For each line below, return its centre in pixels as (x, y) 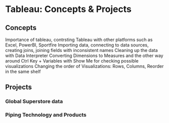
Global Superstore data (34, 101)
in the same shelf (23, 71)
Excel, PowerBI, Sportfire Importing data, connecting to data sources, (77, 45)
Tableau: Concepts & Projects (68, 9)
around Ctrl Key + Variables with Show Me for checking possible (72, 61)
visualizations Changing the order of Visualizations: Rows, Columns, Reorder (84, 66)
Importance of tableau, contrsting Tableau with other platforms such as (79, 39)
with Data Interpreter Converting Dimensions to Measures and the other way (84, 55)
